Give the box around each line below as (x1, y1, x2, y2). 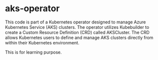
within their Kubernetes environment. (5, 40, 79, 45)
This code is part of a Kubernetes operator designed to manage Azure (5, 19, 146, 25)
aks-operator (5, 3, 60, 14)
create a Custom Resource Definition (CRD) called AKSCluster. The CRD (5, 29, 150, 35)
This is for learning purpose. (5, 49, 62, 55)
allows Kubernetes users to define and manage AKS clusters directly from (5, 35, 154, 40)
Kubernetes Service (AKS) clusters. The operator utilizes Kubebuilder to (5, 24, 150, 30)
